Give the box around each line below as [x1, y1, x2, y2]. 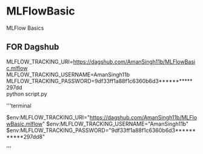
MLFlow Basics [6, 24, 44, 32]
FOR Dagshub [6, 42, 59, 52]
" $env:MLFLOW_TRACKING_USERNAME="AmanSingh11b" [42, 120, 189, 127]
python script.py [6, 90, 47, 98]
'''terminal [6, 102, 32, 109]
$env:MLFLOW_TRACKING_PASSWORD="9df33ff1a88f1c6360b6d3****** [6, 126, 196, 134]
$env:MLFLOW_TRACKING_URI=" [6, 113, 90, 121]
